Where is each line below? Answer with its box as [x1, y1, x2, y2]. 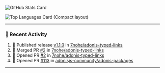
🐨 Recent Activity [5, 31, 48, 38]
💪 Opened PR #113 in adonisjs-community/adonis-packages [12, 58, 134, 64]
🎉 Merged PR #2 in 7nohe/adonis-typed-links [12, 47, 104, 53]
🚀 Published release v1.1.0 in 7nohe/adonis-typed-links [12, 42, 123, 48]
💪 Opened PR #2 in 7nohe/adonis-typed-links [12, 52, 105, 58]
